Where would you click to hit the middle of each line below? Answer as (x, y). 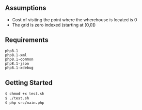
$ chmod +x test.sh (25, 94)
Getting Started (29, 83)
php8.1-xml (16, 55)
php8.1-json (17, 64)
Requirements (27, 40)
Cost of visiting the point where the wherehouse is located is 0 (74, 20)
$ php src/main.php (25, 103)
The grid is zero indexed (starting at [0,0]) (54, 25)
